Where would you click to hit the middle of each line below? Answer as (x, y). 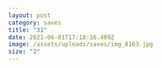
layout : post (30, 15)
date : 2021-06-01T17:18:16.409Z (61, 37)
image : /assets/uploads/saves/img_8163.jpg (81, 45)
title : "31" (28, 30)
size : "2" (24, 52)
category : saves (35, 23)
